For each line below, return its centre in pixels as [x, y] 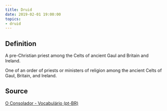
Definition [21, 43]
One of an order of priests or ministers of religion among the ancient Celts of [83, 70]
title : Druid [19, 10]
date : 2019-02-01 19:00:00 [33, 14]
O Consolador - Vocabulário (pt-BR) [42, 103]
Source [17, 91]
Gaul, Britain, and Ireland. [31, 76]
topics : [13, 19]
